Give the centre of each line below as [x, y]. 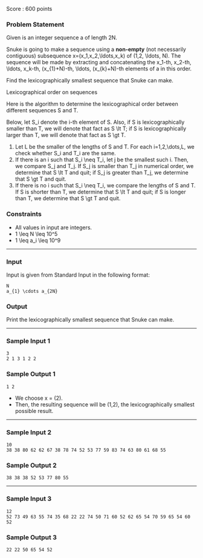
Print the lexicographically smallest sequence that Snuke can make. [90, 320]
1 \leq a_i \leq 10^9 [38, 240]
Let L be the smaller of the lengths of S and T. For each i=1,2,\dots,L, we [105, 147]
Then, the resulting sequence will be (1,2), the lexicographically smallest [105, 404]
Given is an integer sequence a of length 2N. [62, 38]
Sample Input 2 [29, 432]
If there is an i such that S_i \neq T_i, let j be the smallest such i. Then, [102, 160]
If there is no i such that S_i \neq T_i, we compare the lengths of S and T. [105, 186]
